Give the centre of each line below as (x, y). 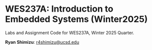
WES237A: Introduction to (59, 9)
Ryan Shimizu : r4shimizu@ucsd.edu (42, 42)
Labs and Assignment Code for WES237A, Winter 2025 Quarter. (70, 33)
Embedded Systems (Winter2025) (76, 19)
